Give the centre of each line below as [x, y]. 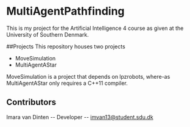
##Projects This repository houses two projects [66, 46]
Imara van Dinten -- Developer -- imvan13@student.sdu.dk [80, 117]
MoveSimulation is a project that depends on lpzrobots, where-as [88, 76]
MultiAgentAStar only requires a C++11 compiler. [67, 83]
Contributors [31, 102]
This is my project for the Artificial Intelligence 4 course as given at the [95, 28]
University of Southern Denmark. [48, 34]
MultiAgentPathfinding [65, 11]
